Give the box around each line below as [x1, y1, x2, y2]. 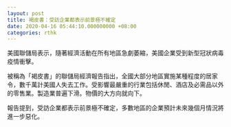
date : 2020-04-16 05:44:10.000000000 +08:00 [7, 23, 137, 30]
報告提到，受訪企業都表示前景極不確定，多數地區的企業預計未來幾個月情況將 [7, 104, 224, 112]
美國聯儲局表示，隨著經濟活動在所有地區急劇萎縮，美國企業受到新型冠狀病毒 [7, 49, 224, 57]
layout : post [7, 10, 45, 17]
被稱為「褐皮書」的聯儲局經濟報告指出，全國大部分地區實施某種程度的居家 [7, 72, 218, 80]
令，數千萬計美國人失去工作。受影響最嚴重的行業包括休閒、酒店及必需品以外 [7, 80, 224, 89]
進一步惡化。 [7, 113, 43, 121]
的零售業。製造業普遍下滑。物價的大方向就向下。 [7, 89, 146, 97]
